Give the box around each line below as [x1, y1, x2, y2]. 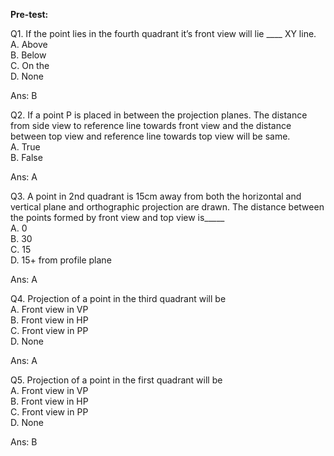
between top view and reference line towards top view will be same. [10, 130, 291, 142]
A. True [10, 141, 41, 153]
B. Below [10, 49, 47, 61]
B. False [10, 152, 43, 163]
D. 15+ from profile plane [10, 254, 112, 266]
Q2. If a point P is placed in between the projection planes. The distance [10, 109, 308, 121]
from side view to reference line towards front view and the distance [10, 120, 292, 131]
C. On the [10, 60, 50, 71]
